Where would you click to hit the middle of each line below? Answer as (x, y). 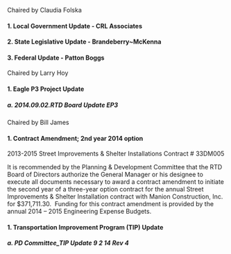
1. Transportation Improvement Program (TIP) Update (85, 227)
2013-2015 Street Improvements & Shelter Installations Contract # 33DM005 (116, 154)
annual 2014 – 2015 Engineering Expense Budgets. (79, 212)
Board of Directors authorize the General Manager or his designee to (105, 175)
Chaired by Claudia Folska (44, 10)
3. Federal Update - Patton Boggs (56, 58)
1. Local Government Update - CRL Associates (75, 26)
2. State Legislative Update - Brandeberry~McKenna (84, 42)
